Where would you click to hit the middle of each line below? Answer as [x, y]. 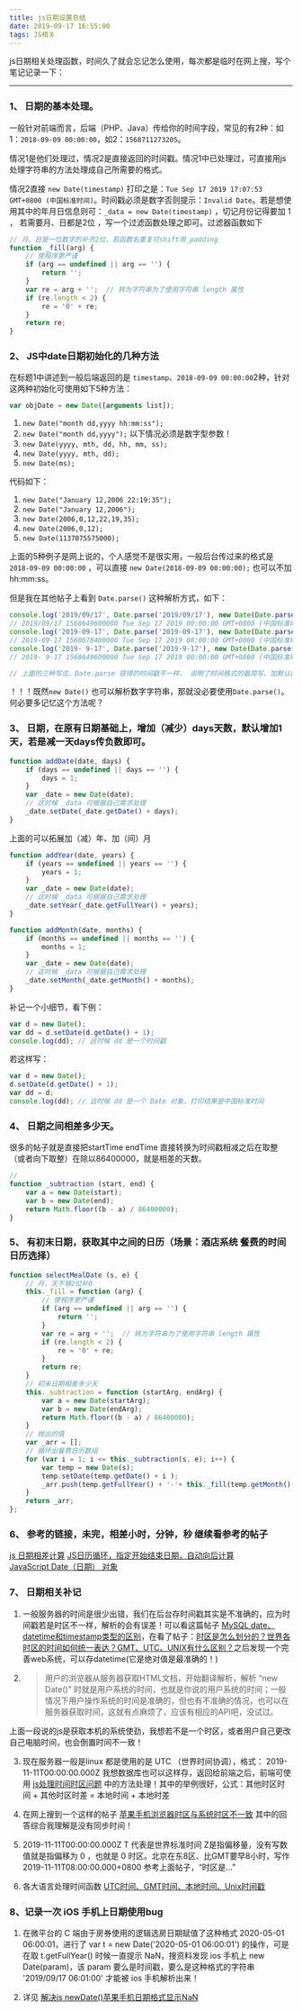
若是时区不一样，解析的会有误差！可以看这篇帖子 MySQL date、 [157, 1625]
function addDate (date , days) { [70, 761]
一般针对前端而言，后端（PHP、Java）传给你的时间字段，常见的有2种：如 [147, 128]
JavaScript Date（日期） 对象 [64, 1567]
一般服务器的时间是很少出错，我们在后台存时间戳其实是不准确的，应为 [152, 1614]
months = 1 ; [64, 947]
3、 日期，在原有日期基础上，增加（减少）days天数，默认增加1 [146, 729]
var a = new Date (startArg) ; [96, 1400]
